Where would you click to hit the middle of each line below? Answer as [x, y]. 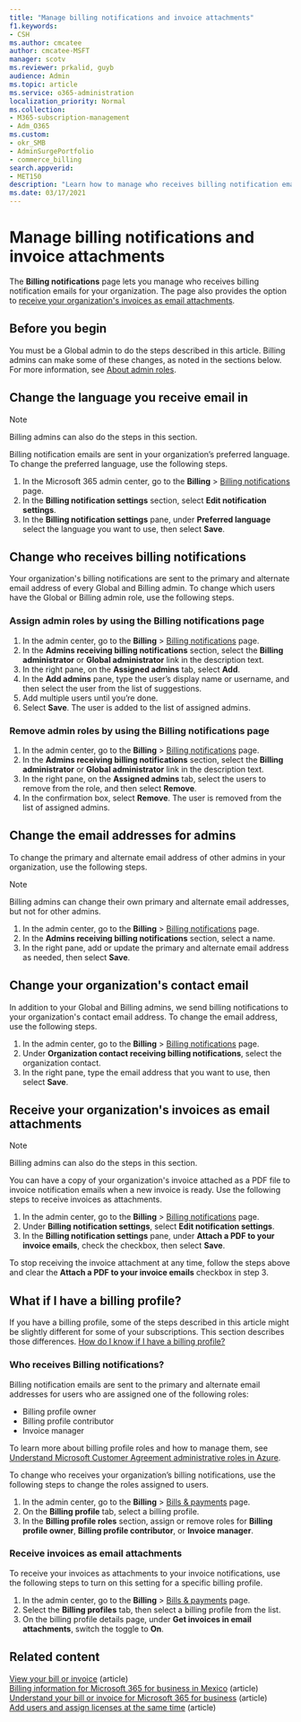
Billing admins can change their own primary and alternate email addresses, [149, 901]
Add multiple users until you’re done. [90, 698]
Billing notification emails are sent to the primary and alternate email [135, 1384]
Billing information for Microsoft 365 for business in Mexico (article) [134, 1688]
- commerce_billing [46, 159]
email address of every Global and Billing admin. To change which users [142, 588]
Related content [55, 1657]
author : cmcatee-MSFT [50, 51]
